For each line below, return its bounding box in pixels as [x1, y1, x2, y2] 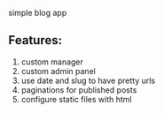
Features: [8, 33, 63, 48]
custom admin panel [20, 65, 97, 76]
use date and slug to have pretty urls [20, 75, 156, 86]
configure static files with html [20, 94, 132, 104]
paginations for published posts [20, 84, 137, 95]
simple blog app [8, 8, 67, 18]
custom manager [20, 56, 83, 67]
